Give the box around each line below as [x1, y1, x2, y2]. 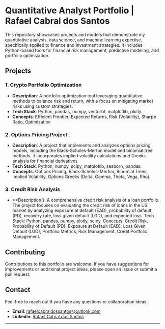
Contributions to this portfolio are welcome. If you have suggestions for [5, 261, 149, 267]
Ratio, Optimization [12, 119, 51, 125]
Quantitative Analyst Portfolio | [5, 5, 135, 16]
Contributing [5, 248, 45, 256]
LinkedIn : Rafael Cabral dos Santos [12, 313, 84, 319]
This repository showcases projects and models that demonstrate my [5, 31, 145, 37]
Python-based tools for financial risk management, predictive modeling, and [5, 47, 159, 53]
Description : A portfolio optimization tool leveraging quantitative [12, 92, 142, 98]
